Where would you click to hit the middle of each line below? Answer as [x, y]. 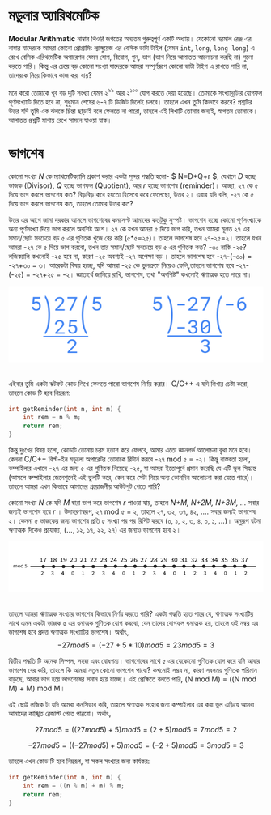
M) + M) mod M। [37, 688]
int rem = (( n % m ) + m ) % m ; [74, 786]
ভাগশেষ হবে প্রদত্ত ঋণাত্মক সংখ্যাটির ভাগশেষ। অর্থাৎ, [69, 632]
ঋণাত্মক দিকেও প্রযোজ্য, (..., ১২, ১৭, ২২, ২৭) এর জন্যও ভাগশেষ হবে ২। [95, 530]
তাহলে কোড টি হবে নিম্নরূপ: [40, 393]
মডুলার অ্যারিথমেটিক [54, 16]
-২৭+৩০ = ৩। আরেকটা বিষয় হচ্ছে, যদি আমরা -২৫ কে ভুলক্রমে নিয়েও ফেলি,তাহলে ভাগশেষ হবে [121, 265]
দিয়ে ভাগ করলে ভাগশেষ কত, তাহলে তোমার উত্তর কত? [71, 203]
